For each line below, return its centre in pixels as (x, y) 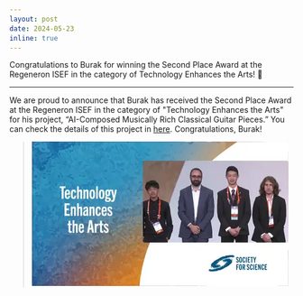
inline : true (34, 38)
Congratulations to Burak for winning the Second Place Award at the (136, 65)
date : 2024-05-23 (42, 28)
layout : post (34, 19)
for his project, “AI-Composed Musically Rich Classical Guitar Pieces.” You (147, 120)
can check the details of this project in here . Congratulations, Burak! (136, 129)
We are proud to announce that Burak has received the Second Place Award (151, 100)
